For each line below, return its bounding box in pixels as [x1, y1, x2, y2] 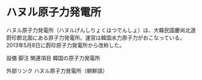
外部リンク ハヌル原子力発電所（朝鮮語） [6, 67, 108, 74]
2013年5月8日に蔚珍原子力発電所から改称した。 [6, 42, 125, 49]
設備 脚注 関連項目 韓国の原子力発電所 [6, 54, 100, 61]
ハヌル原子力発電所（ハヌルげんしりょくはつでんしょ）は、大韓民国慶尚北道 [6, 26, 196, 34]
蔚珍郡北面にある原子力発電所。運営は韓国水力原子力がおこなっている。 [6, 34, 185, 41]
